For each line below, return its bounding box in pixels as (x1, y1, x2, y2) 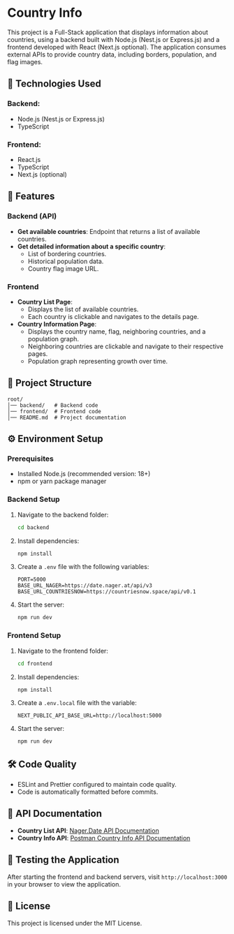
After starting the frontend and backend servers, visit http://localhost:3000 (7, 873, 228, 881)
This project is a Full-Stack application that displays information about (7, 28, 208, 36)
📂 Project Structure (7, 377, 92, 389)
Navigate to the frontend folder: (17, 646, 108, 655)
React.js (17, 155, 41, 163)
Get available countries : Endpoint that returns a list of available (17, 227, 200, 235)
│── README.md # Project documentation (7, 414, 127, 421)
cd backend (17, 524, 50, 531)
